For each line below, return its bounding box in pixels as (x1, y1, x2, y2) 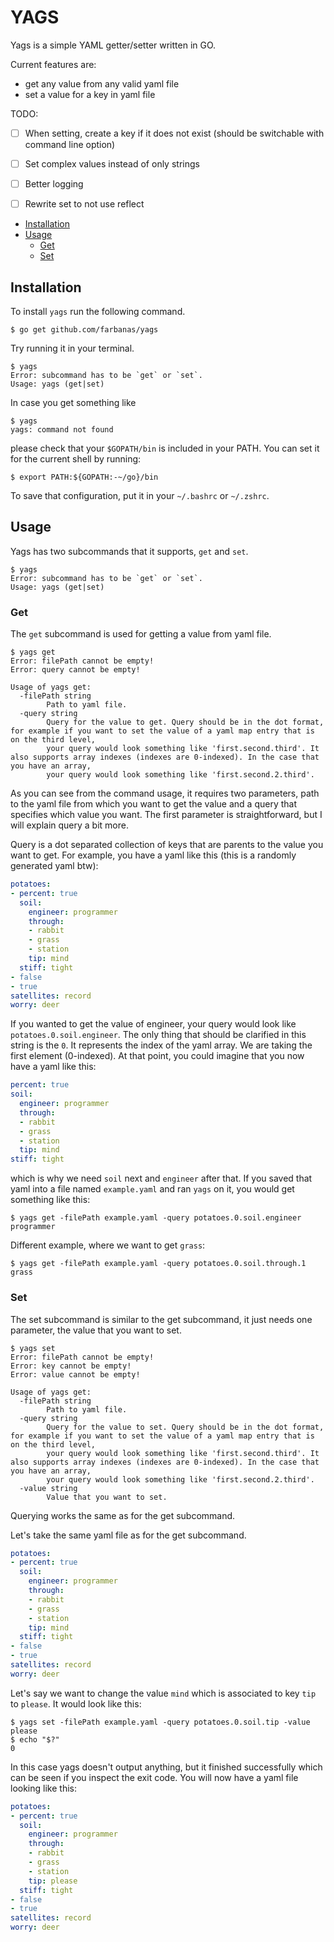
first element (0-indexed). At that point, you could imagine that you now (10, 1050, 305, 1062)
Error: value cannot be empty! (10, 1369, 141, 1380)
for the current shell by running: (10, 453, 142, 465)
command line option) (24, 139, 116, 150)
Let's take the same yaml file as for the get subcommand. (10, 1529, 247, 1541)
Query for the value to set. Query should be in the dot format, (46, 1422, 325, 1432)
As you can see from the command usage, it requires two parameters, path (10, 787, 320, 800)
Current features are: (10, 58, 97, 70)
